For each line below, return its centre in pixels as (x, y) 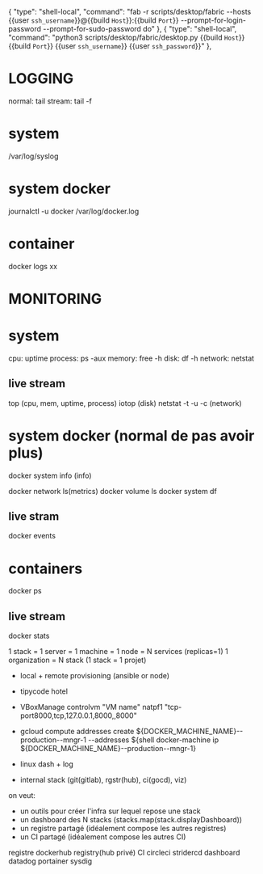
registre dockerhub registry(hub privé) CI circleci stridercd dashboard (124, 853)
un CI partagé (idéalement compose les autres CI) (103, 837)
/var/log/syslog (33, 156)
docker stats (29, 636)
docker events (32, 536)
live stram (34, 517)
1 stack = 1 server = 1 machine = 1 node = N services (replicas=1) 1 (118, 652)
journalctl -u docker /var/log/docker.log (74, 211)
